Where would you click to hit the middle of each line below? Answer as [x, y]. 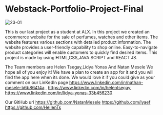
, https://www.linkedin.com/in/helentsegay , [89, 87]
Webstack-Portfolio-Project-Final [74, 9]
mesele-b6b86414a [25, 87]
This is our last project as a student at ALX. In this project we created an [77, 32]
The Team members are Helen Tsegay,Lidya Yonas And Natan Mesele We [79, 67]
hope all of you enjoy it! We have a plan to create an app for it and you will [79, 72]
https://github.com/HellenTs [33, 107]
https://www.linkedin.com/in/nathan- [106, 82]
